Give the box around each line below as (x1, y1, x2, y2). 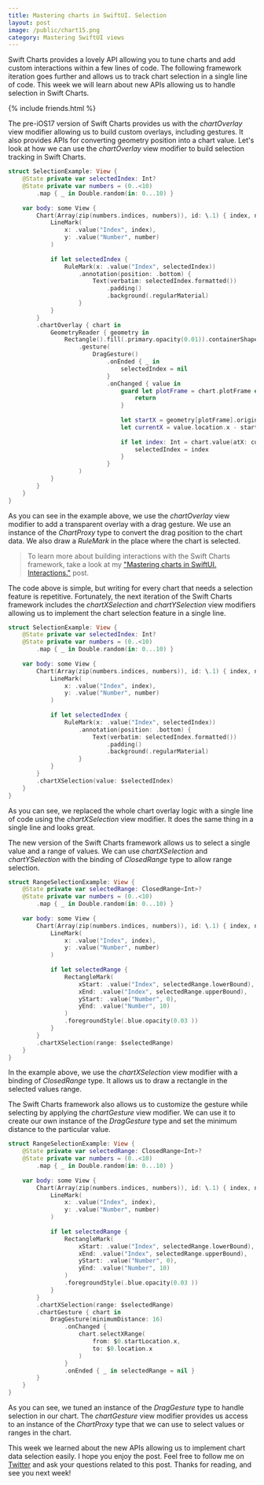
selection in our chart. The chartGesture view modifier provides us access (8, 1411, 249, 1421)
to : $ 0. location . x (92, 1344, 153, 1353)
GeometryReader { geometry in (49, 328, 149, 337)
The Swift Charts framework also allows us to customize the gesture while (8, 1100, 248, 1109)
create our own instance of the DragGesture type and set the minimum (8, 1116, 237, 1126)
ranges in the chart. (8, 1428, 72, 1437)
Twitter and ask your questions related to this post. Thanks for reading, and (8, 1460, 252, 1469)
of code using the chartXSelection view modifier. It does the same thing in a (8, 814, 254, 824)
